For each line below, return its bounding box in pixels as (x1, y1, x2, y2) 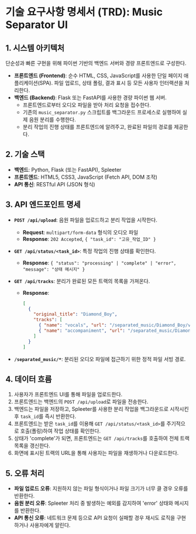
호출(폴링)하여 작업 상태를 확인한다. (20, 427, 101, 434)
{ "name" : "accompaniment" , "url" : (38, 328, 125, 334)
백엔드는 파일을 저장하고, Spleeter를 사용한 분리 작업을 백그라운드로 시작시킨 (13, 406, 189, 413)
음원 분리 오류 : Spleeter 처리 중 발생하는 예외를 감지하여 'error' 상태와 (13, 499, 174, 507)
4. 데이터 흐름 (5, 374, 52, 384)
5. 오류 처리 (5, 468, 45, 478)
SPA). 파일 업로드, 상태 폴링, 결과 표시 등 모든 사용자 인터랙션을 (39, 80, 184, 86)
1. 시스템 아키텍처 (5, 43, 65, 53)
